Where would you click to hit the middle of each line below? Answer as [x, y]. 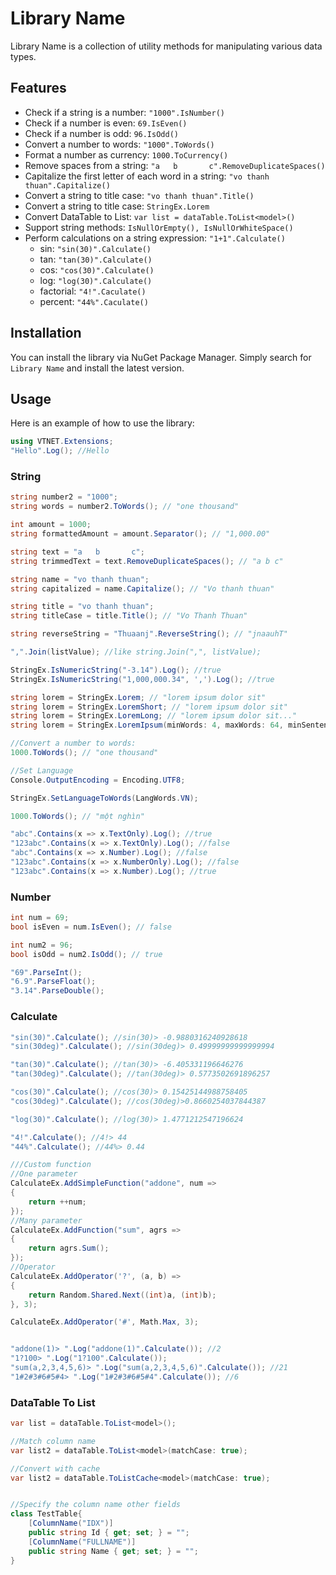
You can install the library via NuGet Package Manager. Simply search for [161, 357]
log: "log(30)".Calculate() [96, 280]
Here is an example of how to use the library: [102, 423]
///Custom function [51, 1165]
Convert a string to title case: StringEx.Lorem [117, 206]
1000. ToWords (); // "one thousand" [84, 753]
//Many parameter [46, 1220]
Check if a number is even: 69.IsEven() [106, 123]
